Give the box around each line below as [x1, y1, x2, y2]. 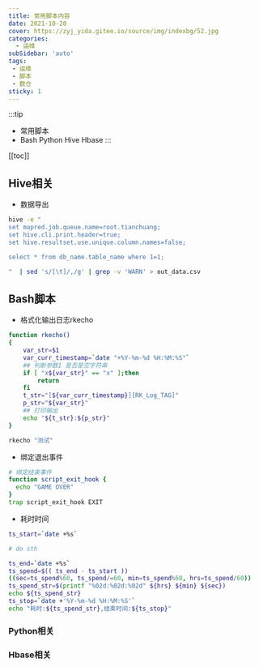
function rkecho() [8, 331, 70, 340]
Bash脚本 [8, 292, 56, 306]
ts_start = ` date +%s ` [8, 530, 79, 538]
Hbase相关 [8, 649, 51, 661]
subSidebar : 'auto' [8, 49, 74, 58]
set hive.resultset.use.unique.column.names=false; [8, 238, 186, 246]
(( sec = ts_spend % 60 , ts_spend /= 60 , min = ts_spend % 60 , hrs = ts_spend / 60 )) [8, 575, 252, 583]
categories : [8, 34, 49, 43]
